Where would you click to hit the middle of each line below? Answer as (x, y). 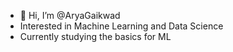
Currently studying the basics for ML (95, 36)
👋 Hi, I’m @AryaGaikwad (70, 15)
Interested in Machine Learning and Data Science (121, 26)
